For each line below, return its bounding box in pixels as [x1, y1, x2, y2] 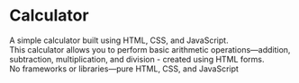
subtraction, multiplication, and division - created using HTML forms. [9, 54, 265, 64]
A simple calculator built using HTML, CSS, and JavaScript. [9, 35, 229, 46]
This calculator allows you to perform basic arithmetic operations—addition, [9, 44, 291, 54]
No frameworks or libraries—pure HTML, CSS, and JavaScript [9, 63, 239, 74]
